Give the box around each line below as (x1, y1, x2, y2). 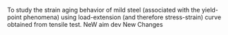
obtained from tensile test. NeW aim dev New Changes (7, 21, 164, 28)
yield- (201, 6, 219, 14)
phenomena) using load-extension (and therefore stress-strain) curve (23, 13, 222, 21)
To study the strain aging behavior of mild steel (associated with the (7, 6, 200, 14)
